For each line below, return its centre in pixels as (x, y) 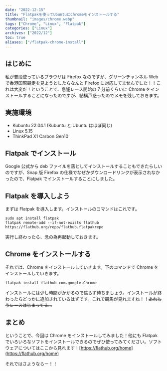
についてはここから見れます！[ (50, 348)
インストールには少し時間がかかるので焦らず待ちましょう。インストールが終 (83, 293)
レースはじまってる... (31, 305)
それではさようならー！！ (31, 364)
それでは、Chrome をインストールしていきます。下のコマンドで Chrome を (82, 267)
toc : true (15, 38)
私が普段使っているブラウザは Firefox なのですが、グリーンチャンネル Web (82, 77)
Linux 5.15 (22, 131)
